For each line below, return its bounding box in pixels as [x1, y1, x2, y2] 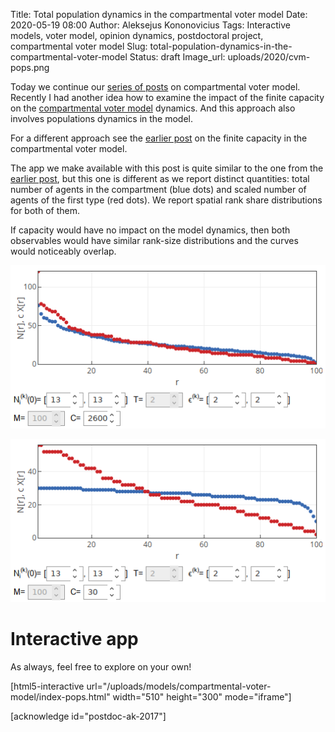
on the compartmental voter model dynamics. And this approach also [10, 102, 296, 114]
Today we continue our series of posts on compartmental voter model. [10, 81, 301, 93]
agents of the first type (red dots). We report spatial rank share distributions [10, 194, 323, 206]
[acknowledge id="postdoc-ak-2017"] [10, 710, 167, 722]
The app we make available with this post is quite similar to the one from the [10, 162, 324, 174]
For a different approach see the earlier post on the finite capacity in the [10, 132, 308, 144]
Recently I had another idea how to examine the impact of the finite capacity [10, 92, 325, 103]
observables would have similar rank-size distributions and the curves [10, 235, 299, 246]
